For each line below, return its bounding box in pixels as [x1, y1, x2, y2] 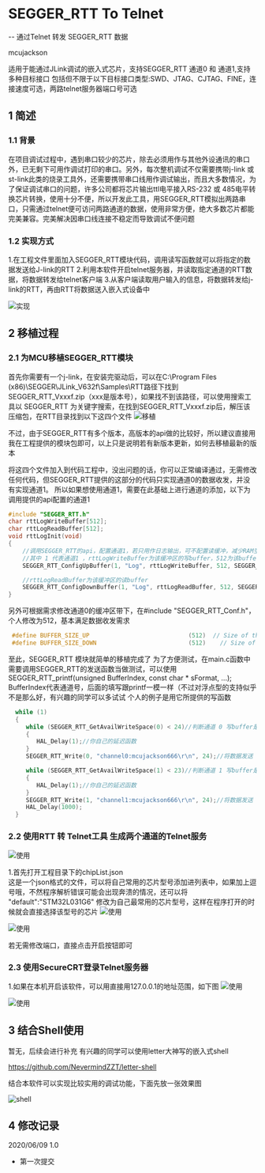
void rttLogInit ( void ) [8, 532, 83, 540]
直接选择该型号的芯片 [28, 906, 99, 916]
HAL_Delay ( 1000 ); [25, 804, 83, 812]
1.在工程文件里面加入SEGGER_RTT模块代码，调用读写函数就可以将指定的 [8, 255, 244, 264]
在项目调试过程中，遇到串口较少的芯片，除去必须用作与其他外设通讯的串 [8, 154, 243, 164]
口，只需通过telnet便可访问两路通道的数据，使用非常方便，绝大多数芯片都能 [8, 203, 255, 214]
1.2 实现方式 [8, 235, 54, 246]
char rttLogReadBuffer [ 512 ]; [8, 525, 104, 533]
